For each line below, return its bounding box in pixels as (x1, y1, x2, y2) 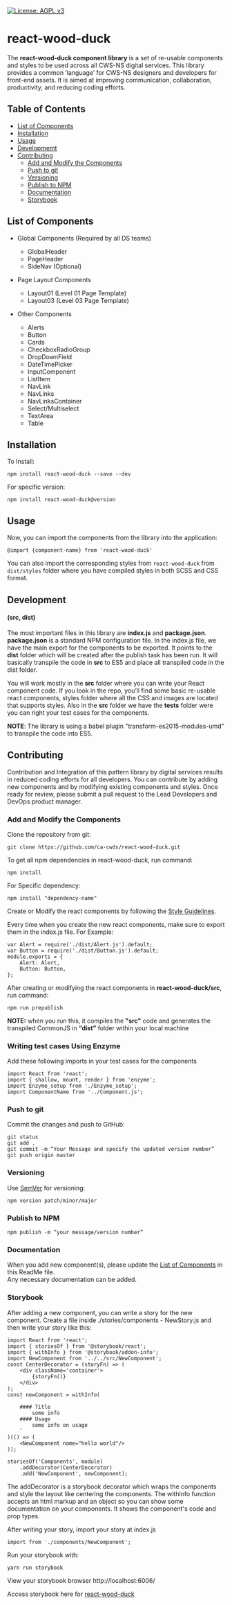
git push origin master (7, 1152, 76, 1159)
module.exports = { (7, 953, 64, 960)
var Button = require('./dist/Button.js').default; (7, 947, 159, 954)
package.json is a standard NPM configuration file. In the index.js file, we (7, 636, 216, 644)
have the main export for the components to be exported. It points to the (7, 643, 213, 652)
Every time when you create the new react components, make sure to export (7, 920, 225, 928)
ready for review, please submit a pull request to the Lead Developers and (7, 790, 217, 798)
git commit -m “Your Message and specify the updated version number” (7, 1146, 215, 1153)
